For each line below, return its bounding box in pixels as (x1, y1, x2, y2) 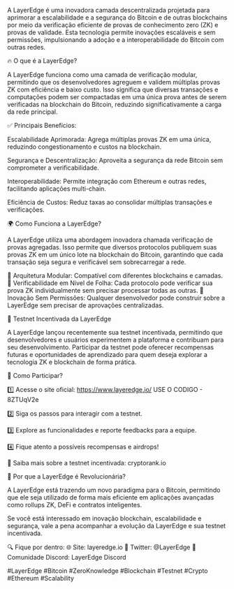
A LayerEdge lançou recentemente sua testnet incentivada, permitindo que (7, 328, 223, 336)
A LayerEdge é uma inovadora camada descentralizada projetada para (7, 6, 210, 14)
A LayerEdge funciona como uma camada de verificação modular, (7, 71, 198, 79)
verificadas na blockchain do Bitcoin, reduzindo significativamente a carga (7, 101, 222, 108)
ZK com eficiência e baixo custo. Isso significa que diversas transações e (7, 85, 219, 94)
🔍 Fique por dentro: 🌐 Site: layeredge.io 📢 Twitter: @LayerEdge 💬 (7, 543, 197, 551)
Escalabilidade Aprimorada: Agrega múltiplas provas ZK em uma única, (7, 136, 212, 143)
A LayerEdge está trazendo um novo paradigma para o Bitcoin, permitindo (7, 486, 221, 494)
